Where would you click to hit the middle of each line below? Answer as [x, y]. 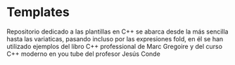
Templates [38, 12]
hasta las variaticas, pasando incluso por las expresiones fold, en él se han [115, 38]
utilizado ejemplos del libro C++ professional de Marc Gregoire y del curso [115, 46]
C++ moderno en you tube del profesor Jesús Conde [84, 54]
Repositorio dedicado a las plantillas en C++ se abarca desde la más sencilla [118, 31]
